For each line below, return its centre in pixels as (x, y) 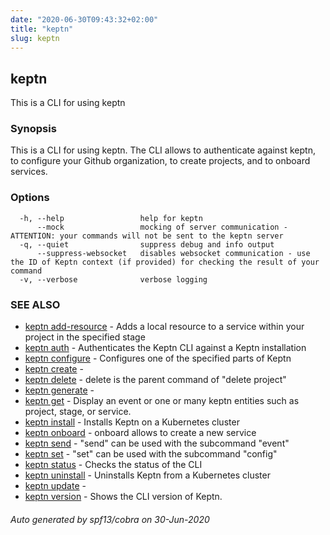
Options (30, 198)
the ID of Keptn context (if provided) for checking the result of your (165, 262)
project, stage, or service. (78, 412)
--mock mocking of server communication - (162, 227)
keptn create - (54, 369)
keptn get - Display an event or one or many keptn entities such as (162, 401)
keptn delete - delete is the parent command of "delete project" (155, 380)
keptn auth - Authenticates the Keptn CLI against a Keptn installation (165, 348)
